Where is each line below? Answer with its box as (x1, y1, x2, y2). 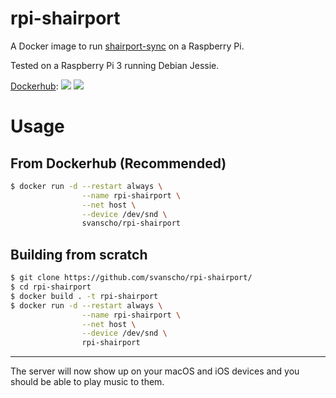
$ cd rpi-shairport (10, 282, 92, 292)
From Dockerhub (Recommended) (10, 155, 227, 172)
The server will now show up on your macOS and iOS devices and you (10, 365, 300, 377)
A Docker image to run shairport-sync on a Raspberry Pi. (10, 40, 245, 52)
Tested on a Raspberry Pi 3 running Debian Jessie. (10, 59, 220, 71)
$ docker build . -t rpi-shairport (10, 291, 159, 301)
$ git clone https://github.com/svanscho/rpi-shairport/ (10, 273, 253, 283)
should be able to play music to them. (10, 376, 165, 388)
